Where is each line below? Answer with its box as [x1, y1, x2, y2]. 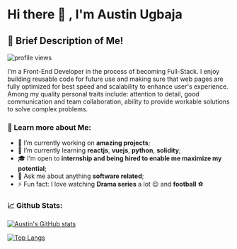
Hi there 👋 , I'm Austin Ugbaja [7, 6, 183, 23]
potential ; [17, 165, 47, 173]
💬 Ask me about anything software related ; [17, 172, 144, 180]
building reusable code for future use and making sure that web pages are [7, 74, 224, 83]
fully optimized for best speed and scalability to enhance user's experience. [7, 82, 229, 91]
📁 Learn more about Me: [7, 122, 92, 132]
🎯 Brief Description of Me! [7, 35, 124, 47]
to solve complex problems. [7, 105, 88, 113]
